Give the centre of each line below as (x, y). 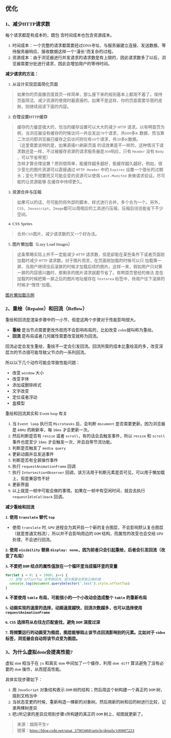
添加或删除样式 (27, 385)
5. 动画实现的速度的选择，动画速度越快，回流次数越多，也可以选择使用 (74, 608)
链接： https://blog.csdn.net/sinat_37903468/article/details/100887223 (76, 731)
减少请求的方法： (22, 74)
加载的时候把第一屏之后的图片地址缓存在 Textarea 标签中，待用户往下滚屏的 (91, 279)
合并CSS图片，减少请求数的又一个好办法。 (58, 234)
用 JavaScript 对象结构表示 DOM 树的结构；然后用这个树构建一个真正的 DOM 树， (89, 690)
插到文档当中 (25, 696)
